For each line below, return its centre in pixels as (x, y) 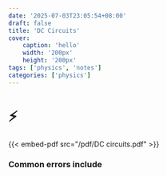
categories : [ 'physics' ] (50, 75)
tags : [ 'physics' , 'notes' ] (55, 68)
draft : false (30, 23)
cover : (19, 38)
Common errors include (55, 165)
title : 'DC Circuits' (44, 30)
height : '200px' (50, 61)
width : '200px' (48, 53)
